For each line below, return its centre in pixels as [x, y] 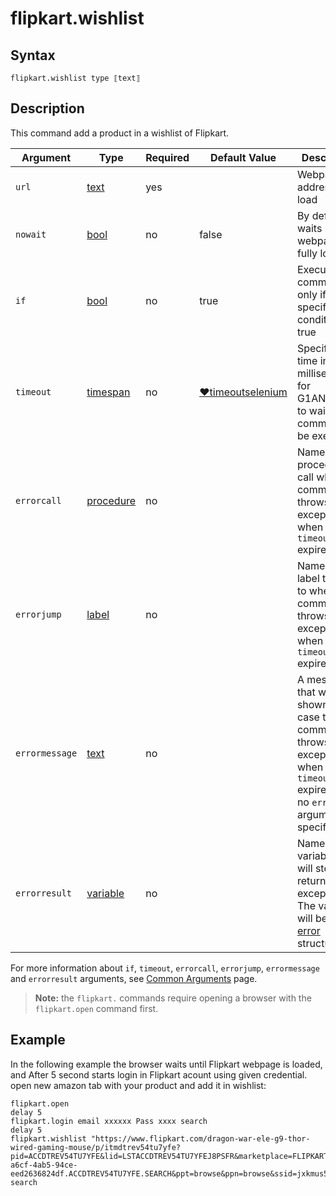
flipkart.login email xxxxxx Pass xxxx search [109, 1121]
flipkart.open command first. [96, 1008]
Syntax [33, 55]
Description [47, 108]
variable [105, 893]
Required [167, 157]
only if [311, 294]
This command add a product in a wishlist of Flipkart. [120, 133]
